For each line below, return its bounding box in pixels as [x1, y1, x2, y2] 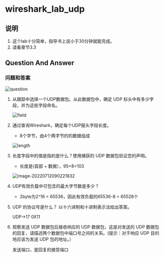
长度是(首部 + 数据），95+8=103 [19, 163, 85, 169]
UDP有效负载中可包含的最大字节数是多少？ [12, 183, 99, 189]
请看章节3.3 [12, 44, 36, 50]
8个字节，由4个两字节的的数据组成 [19, 133, 90, 139]
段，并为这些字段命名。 [12, 102, 60, 108]
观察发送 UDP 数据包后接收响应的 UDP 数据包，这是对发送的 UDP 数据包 [12, 224, 159, 229]
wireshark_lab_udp [5, 3, 85, 15]
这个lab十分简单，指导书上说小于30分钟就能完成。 [12, 38, 115, 44]
